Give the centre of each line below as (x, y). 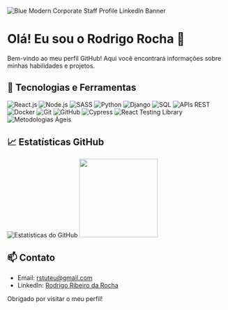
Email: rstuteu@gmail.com (55, 278)
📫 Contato (31, 257)
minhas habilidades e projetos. (51, 66)
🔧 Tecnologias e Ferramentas (72, 88)
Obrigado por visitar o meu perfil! (55, 299)
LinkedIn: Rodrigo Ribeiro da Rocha (68, 286)
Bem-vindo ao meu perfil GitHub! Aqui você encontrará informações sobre (114, 58)
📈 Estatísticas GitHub (56, 142)
